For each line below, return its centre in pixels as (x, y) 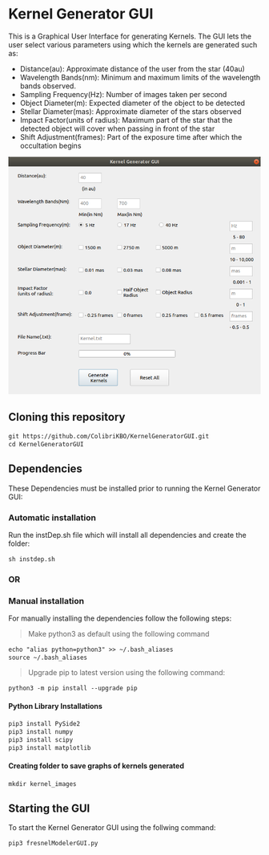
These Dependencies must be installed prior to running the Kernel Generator (134, 488)
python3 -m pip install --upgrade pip (73, 688)
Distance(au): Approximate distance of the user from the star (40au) (132, 68)
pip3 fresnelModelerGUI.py (53, 844)
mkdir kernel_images (43, 784)
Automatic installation (52, 517)
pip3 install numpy (41, 732)
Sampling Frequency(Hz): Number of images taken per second (123, 94)
